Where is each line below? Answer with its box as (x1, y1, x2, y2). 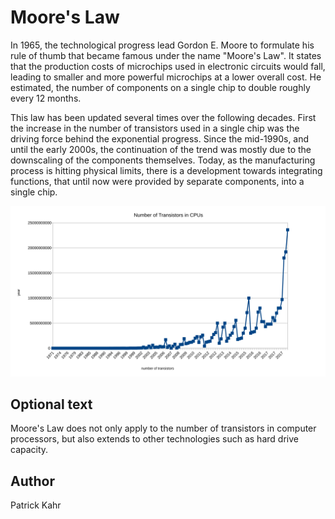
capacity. (10, 444, 49, 456)
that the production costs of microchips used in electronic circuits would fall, (10, 60, 326, 72)
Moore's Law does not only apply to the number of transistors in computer (10, 422, 317, 435)
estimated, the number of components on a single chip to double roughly (10, 81, 311, 93)
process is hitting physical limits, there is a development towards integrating (10, 164, 323, 176)
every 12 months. (10, 92, 82, 104)
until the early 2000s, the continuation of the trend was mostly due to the (10, 143, 312, 155)
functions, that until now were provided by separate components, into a (10, 175, 305, 187)
